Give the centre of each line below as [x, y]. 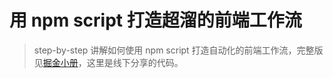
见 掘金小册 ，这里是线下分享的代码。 [108, 62]
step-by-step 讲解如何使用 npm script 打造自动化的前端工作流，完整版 [178, 50]
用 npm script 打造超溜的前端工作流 [155, 20]
